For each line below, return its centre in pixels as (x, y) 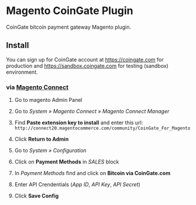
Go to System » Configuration (50, 151)
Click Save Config (37, 196)
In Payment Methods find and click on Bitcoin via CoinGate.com (92, 173)
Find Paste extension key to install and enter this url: (79, 123)
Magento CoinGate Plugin (70, 11)
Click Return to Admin (42, 139)
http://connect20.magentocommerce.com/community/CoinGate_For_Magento (102, 128)
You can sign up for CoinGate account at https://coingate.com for (85, 59)
